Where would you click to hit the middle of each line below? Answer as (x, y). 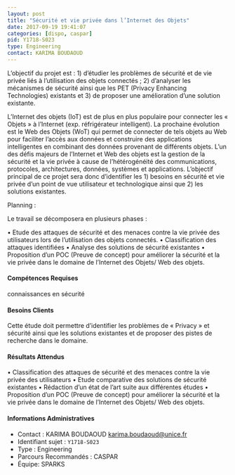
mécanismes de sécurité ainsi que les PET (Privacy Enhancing (97, 88)
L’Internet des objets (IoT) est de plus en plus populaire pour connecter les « (117, 116)
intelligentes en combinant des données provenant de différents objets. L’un (117, 146)
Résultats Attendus (36, 357)
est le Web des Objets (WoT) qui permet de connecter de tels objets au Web (117, 132)
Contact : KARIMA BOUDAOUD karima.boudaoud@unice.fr (102, 434)
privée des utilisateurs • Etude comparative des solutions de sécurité (107, 380)
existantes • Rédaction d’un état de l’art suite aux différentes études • (108, 387)
